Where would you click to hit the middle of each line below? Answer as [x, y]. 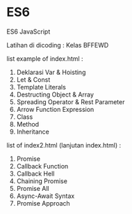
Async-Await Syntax [46, 196]
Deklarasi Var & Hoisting [51, 72]
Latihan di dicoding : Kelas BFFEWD [58, 45]
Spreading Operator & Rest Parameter [71, 101]
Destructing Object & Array [55, 94]
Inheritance [33, 131]
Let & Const [33, 79]
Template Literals [41, 87]
